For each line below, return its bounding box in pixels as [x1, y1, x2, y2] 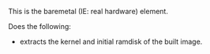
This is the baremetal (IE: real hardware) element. [8, 7, 168, 16]
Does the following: [8, 22, 71, 31]
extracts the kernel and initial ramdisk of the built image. [19, 37, 203, 46]
